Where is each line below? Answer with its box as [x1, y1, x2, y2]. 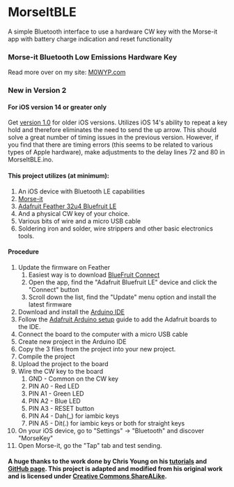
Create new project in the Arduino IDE [17, 337, 127, 346]
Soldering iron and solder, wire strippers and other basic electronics [17, 224, 213, 233]
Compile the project [17, 352, 75, 361]
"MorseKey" [17, 434, 54, 442]
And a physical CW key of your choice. [17, 209, 130, 217]
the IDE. [17, 322, 41, 330]
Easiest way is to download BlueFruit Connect [28, 270, 160, 279]
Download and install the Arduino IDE [17, 307, 125, 316]
